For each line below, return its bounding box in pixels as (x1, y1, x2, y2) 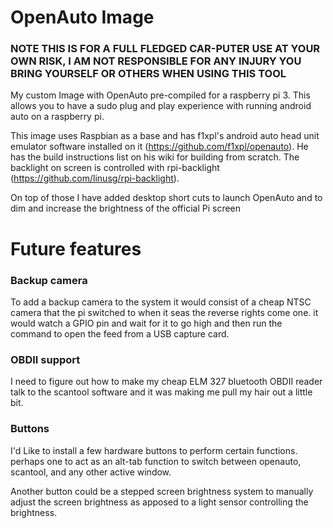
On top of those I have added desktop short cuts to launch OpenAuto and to (10, 192, 323, 204)
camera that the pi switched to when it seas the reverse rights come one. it (10, 306, 319, 318)
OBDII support (10, 352, 81, 366)
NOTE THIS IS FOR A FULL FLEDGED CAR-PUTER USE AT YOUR (10, 42, 321, 56)
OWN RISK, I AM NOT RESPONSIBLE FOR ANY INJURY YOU (10, 54, 302, 68)
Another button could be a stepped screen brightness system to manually (10, 485, 314, 497)
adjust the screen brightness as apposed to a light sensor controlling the (10, 496, 309, 508)
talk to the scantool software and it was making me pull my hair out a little (10, 386, 313, 398)
